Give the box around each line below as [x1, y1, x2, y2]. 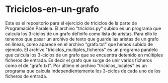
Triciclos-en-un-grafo [5, 3, 100, 15]
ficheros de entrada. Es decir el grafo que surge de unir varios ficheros [5, 57, 152, 63]
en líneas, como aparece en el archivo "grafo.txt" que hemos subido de [5, 41, 153, 47]
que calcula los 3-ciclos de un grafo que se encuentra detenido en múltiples [5, 51, 163, 58]
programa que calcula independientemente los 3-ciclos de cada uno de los [5, 67, 161, 73]
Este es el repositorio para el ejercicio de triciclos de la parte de [5, 20, 137, 26]
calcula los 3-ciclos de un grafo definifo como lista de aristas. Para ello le [5, 30, 157, 36]
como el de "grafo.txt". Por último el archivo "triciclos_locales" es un [5, 62, 147, 68]
